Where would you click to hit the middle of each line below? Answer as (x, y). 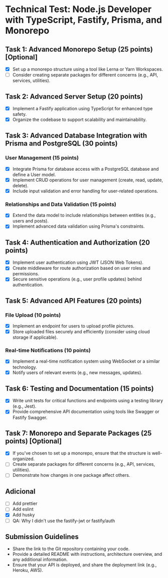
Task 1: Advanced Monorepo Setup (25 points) (79, 49)
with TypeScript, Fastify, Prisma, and (83, 20)
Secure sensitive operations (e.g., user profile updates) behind (77, 279)
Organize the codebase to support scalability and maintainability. (79, 120)
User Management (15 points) (42, 158)
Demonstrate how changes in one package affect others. (71, 475)
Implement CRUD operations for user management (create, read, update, (88, 180)
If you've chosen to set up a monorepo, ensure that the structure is (81, 453)
